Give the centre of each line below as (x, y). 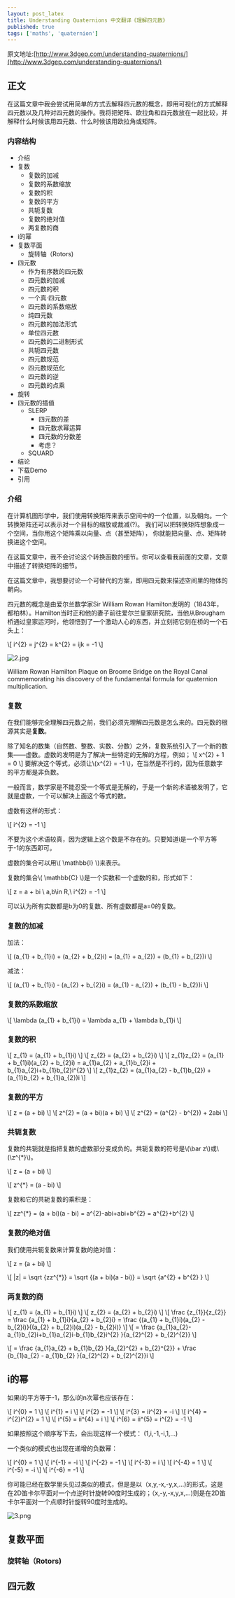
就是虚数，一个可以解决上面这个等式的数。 (69, 795)
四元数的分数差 (60, 437)
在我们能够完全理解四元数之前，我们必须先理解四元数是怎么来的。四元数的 (114, 722)
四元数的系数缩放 (52, 307)
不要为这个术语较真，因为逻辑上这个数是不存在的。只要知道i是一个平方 (109, 839)
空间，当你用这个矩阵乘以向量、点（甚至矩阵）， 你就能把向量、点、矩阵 (116, 533)
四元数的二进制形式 (56, 342)
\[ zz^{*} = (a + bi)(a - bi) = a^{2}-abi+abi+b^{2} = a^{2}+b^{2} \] (101, 1214)
